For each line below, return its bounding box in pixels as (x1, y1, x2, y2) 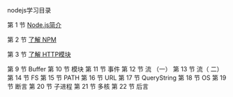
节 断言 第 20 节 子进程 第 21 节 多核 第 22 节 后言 (7, 82, 149, 90)
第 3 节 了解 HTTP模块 (7, 51, 71, 58)
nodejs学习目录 (7, 6, 52, 14)
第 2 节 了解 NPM (7, 35, 57, 44)
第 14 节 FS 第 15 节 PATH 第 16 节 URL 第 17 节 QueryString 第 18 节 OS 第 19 (7, 73, 227, 82)
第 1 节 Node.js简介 (7, 21, 62, 29)
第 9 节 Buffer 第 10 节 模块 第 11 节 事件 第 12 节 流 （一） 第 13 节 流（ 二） (7, 65, 223, 73)
